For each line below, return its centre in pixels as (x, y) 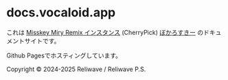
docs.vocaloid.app (61, 13)
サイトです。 (42, 41)
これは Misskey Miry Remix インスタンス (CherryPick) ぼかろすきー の (105, 32)
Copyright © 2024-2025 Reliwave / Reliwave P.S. (76, 69)
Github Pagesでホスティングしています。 (64, 55)
